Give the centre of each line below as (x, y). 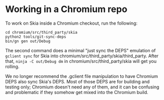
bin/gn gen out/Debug (28, 41)
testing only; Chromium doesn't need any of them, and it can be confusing (82, 87)
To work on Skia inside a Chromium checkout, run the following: (71, 23)
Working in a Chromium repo (66, 9)
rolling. (12, 66)
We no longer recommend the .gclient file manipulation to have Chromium (82, 76)
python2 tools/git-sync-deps (36, 37)
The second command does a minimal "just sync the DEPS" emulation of (80, 50)
